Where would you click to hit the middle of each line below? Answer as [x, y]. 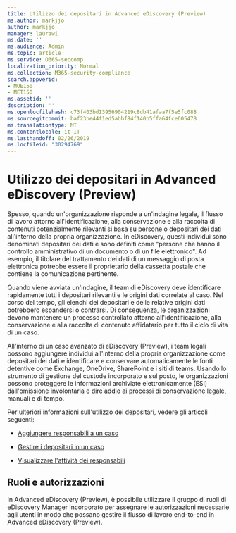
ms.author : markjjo [36, 20]
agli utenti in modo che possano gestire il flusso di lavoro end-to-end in [111, 514]
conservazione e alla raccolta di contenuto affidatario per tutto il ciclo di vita [118, 325]
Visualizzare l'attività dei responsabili [71, 460]
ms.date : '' [25, 40]
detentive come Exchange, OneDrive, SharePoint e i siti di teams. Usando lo [117, 369]
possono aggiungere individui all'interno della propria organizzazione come [117, 353]
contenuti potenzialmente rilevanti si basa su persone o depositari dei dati [114, 229]
